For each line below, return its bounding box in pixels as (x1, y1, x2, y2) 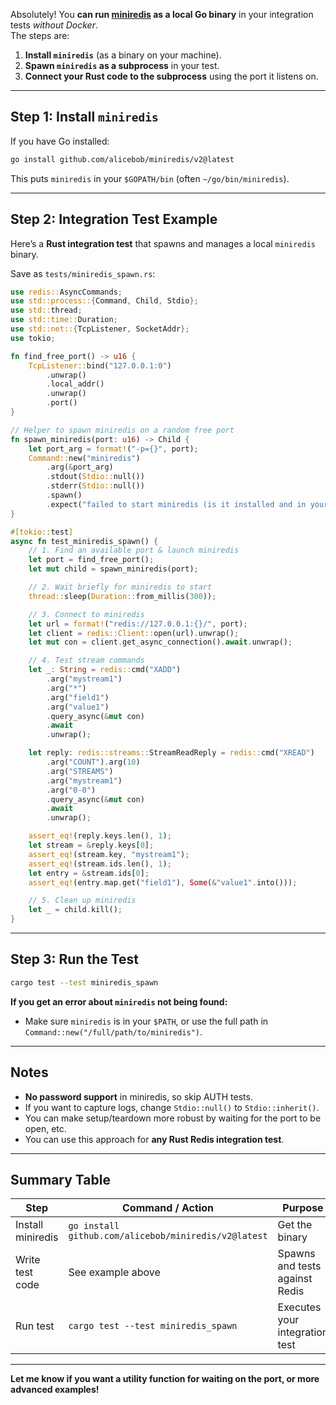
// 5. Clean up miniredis (28, 895, 137, 906)
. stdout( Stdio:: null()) (46, 472, 145, 482)
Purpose (282, 1201, 324, 1215)
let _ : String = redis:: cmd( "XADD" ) (28, 665, 182, 675)
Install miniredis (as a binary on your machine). (24, 49, 222, 61)
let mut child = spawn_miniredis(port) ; (28, 564, 199, 574)
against (277, 1272, 313, 1286)
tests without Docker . (10, 19, 98, 31)
